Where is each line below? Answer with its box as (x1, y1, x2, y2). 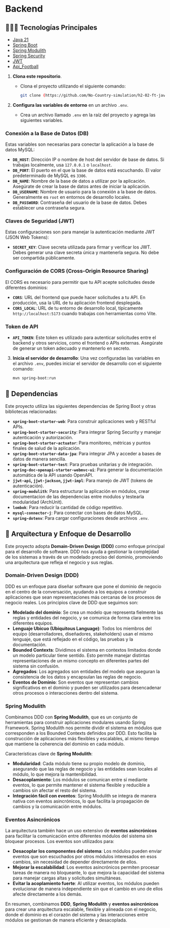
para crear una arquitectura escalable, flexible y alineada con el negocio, (5, 906, 157, 912)
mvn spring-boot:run (12, 375, 56, 381)
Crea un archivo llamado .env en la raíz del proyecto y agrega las (20, 112, 156, 118)
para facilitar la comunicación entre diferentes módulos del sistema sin (5, 833, 153, 839)
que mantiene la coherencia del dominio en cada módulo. (5, 741, 125, 747)
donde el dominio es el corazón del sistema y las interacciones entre (5, 912, 148, 918)
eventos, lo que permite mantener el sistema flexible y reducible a (12, 782, 150, 788)
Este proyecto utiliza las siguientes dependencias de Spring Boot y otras (5, 403, 156, 409)
